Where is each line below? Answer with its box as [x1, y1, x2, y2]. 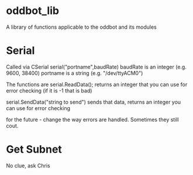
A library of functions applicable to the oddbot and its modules [6, 23, 157, 30]
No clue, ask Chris [6, 162, 51, 169]
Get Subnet [6, 143, 63, 156]
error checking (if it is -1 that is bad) [6, 87, 92, 94]
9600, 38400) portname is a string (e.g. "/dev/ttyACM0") [6, 69, 143, 77]
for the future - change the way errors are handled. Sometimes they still [6, 116, 180, 123]
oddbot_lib [6, 4, 60, 18]
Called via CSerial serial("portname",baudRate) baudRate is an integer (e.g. [6, 63, 187, 70]
